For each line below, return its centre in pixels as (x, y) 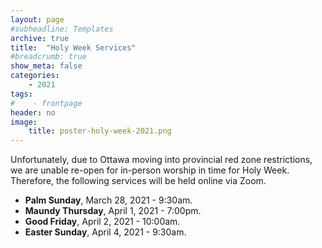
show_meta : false (46, 66)
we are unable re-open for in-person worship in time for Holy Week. (150, 170)
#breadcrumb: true (48, 57)
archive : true (40, 38)
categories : (35, 76)
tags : (21, 94)
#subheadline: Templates (62, 29)
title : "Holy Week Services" (73, 47)
